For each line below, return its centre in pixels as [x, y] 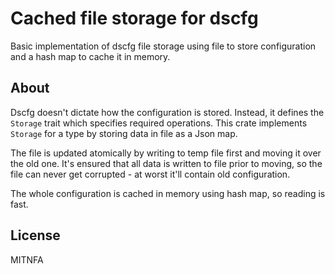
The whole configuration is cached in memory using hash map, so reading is [168, 193]
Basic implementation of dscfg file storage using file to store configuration [163, 46]
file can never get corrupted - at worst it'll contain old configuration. [150, 174]
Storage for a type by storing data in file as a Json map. [124, 133]
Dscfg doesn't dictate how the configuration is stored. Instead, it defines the [167, 112]
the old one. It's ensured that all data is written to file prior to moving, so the [166, 163]
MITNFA [27, 259]
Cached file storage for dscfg [134, 18]
